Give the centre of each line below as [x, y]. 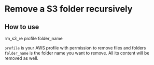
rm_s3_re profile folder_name [34, 38]
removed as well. [21, 58]
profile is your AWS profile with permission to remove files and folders [75, 48]
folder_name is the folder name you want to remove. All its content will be [77, 53]
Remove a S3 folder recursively [69, 9]
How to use [22, 27]
